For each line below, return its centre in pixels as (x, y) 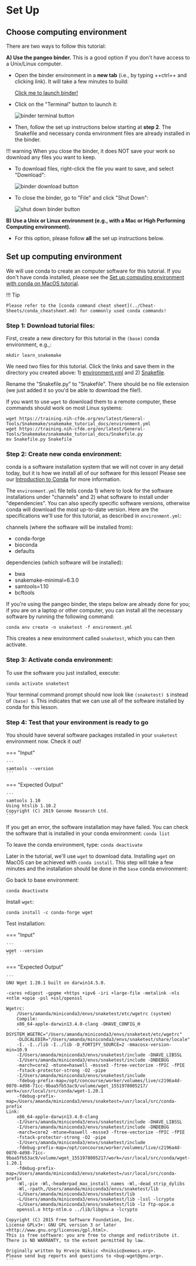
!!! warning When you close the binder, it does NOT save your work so (91, 151)
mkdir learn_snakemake (34, 356)
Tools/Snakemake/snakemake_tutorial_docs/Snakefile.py (75, 434)
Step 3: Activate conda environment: (60, 660)
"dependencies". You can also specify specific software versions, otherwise (98, 503)
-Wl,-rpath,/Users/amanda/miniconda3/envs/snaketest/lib (88, 1189)
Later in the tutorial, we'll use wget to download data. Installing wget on (91, 856)
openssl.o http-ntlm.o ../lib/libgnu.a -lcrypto (77, 1209)
